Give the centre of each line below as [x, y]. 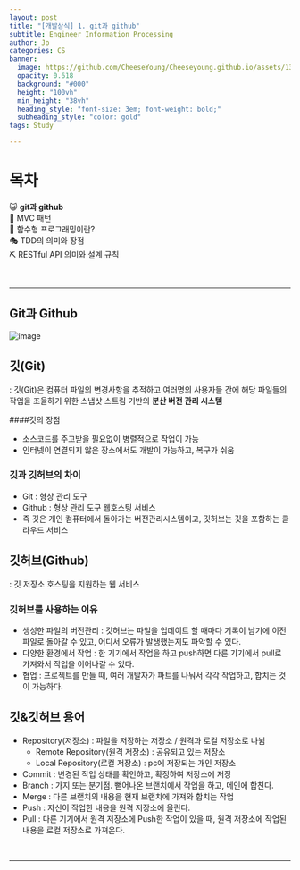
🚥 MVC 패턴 [30, 218]
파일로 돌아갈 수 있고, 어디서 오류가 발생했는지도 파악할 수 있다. [132, 641]
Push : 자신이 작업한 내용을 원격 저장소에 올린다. [106, 807]
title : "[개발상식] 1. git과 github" [75, 26]
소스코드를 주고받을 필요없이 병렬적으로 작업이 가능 [110, 438]
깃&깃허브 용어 [47, 718]
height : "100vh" [47, 92]
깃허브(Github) [49, 561]
